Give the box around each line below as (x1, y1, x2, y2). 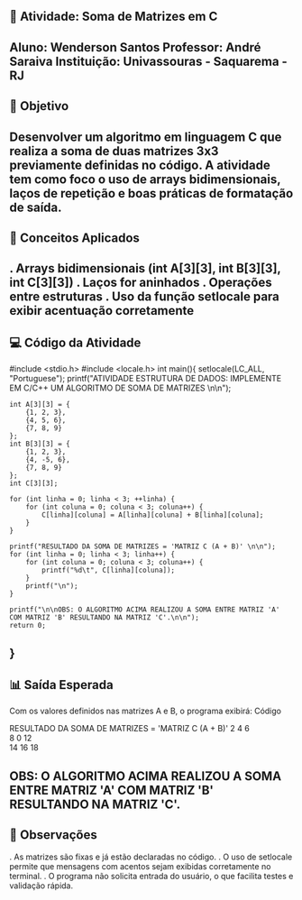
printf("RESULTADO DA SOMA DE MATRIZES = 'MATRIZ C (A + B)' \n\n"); (9, 542, 277, 551)
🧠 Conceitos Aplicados (9, 230, 140, 245)
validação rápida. (9, 880, 74, 891)
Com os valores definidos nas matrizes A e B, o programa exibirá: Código (9, 705, 282, 717)
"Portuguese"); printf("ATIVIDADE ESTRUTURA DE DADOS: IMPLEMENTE (9, 373, 282, 384)
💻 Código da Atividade (9, 335, 142, 350)
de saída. (9, 199, 62, 215)
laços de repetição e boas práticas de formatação (9, 186, 294, 201)
